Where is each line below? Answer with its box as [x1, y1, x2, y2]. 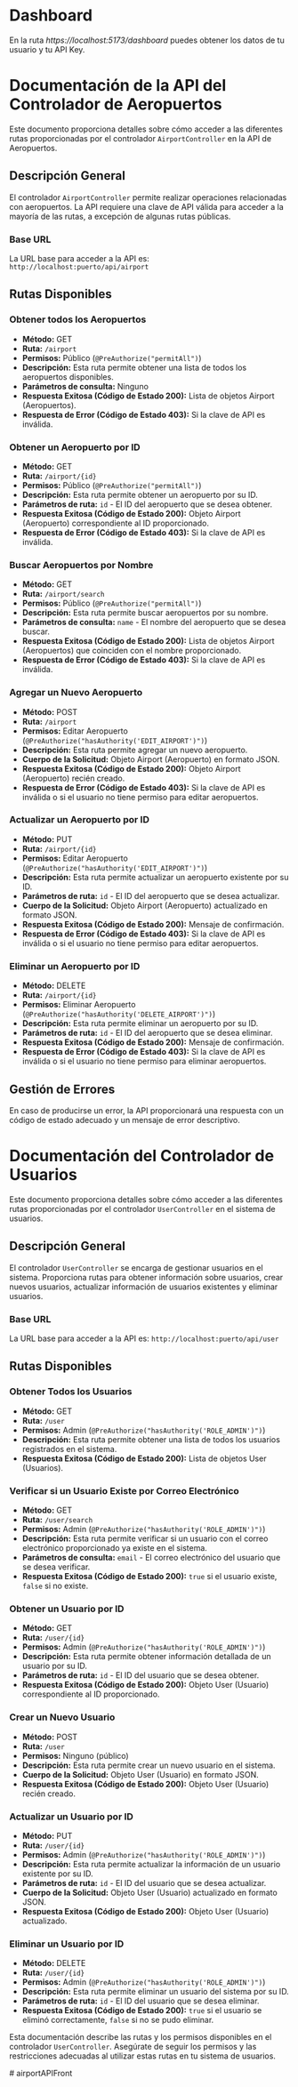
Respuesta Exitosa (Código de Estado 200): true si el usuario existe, [21, 1571, 278, 1581]
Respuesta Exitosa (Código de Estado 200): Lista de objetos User [21, 1453, 267, 1464]
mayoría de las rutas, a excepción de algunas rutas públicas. [9, 211, 231, 221]
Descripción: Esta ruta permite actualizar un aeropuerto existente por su [21, 871, 289, 882]
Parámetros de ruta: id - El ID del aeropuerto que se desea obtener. [21, 499, 273, 510]
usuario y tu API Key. [9, 44, 85, 54]
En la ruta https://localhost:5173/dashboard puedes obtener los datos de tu [9, 35, 285, 45]
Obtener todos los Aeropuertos [9, 313, 147, 325]
